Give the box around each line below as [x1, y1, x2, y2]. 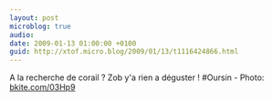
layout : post [9, 13, 59, 23]
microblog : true [9, 22, 71, 31]
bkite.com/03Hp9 [9, 82, 76, 93]
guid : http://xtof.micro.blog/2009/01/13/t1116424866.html [9, 47, 239, 56]
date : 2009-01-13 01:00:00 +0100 [9, 38, 137, 48]
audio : [9, 30, 35, 39]
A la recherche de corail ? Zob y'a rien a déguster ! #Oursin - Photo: [9, 72, 265, 83]
